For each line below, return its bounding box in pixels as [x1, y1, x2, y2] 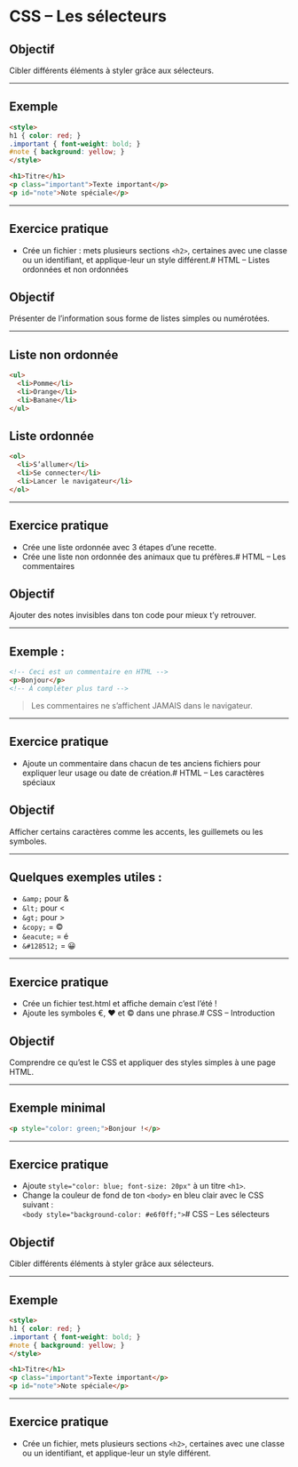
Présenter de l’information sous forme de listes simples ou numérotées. [9, 313, 271, 324]
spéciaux [21, 776, 56, 788]
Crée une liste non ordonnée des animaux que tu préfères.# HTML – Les [21, 551, 286, 562]
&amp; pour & [21, 894, 69, 904]
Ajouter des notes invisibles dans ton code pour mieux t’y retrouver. [9, 610, 257, 621]
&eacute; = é [21, 931, 69, 942]
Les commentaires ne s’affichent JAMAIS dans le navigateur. [30, 700, 253, 710]
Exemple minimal [9, 1101, 106, 1116]
